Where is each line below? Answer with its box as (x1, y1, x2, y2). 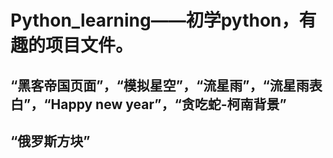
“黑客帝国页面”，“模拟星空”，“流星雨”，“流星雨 (10, 77, 310, 94)
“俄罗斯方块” (10, 132, 91, 150)
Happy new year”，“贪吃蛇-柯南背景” (50, 96, 287, 113)
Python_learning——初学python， (10, 9, 300, 32)
